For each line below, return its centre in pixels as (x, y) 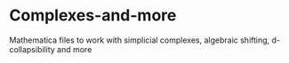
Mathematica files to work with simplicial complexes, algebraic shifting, (140, 40)
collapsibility (32, 49)
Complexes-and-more (93, 16)
